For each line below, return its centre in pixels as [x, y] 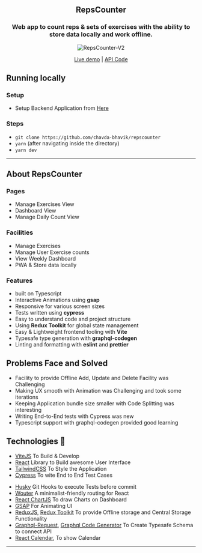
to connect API [33, 531]
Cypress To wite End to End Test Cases [64, 475]
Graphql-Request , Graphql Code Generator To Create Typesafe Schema [104, 525]
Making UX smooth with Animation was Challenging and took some [98, 390]
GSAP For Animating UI [44, 506]
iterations [26, 397]
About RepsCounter [44, 174]
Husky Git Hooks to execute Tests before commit [76, 486]
